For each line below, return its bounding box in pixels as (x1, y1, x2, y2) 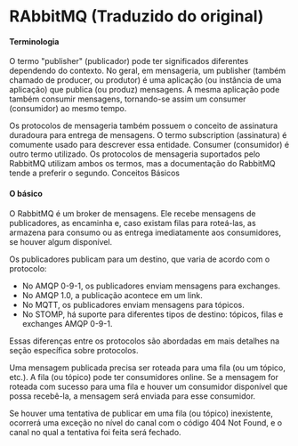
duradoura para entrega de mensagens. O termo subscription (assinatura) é (9, 130, 287, 141)
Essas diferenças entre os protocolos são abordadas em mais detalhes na (9, 336, 280, 346)
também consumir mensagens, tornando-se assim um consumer (9, 93, 246, 104)
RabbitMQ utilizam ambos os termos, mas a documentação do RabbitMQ (9, 158, 276, 169)
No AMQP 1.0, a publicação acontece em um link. (21, 289, 203, 300)
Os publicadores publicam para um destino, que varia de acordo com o (9, 254, 270, 264)
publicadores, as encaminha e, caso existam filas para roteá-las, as (9, 217, 256, 228)
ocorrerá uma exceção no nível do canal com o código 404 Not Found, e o (9, 417, 283, 428)
